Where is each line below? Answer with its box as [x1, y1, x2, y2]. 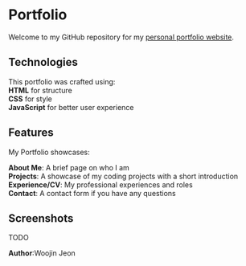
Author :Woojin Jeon [8, 248, 76, 258]
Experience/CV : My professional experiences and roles [8, 179, 193, 190]
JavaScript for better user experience [8, 102, 134, 112]
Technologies [8, 55, 79, 69]
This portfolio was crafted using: [8, 76, 116, 86]
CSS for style [8, 94, 52, 104]
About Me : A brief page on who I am [8, 162, 130, 172]
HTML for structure [8, 85, 72, 95]
